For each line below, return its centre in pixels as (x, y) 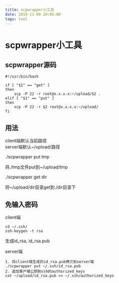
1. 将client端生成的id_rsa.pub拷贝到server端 (50, 262)
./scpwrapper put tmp (27, 157)
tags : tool (16, 19)
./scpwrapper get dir (26, 177)
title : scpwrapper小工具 (30, 10)
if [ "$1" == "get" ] (28, 85)
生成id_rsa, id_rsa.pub (28, 241)
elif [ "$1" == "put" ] (30, 98)
